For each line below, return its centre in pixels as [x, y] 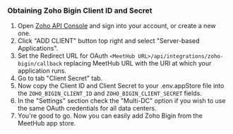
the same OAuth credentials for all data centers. [87, 109]
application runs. [42, 71]
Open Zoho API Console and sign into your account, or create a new [116, 26]
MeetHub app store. [47, 123]
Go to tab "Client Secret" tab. [60, 78]
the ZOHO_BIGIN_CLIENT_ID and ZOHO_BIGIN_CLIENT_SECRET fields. [110, 93]
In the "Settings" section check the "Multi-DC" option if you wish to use [121, 101]
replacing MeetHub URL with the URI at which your [137, 63]
